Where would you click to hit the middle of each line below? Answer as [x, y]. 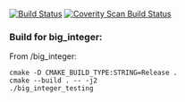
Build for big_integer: [56, 37]
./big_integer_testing [51, 89]
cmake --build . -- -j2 [54, 81]
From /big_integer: [43, 56]
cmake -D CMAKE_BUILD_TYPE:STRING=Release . [93, 73]
